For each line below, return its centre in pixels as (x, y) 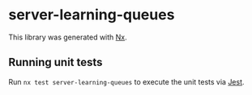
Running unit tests (56, 62)
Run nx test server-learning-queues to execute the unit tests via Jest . (126, 81)
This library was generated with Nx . (68, 37)
